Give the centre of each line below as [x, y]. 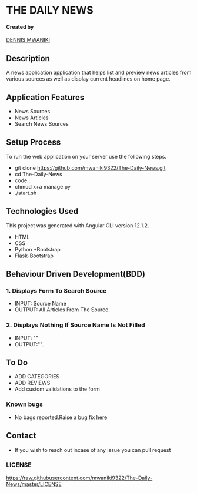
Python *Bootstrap [37, 249]
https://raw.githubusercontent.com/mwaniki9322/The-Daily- [79, 478]
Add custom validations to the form [57, 389]
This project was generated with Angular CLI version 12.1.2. [78, 225]
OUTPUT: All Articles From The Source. [62, 310]
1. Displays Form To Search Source [56, 290]
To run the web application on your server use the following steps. [86, 156]
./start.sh [26, 193]
